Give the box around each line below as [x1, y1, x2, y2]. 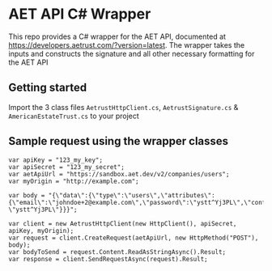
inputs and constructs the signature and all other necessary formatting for [8, 49, 255, 58]
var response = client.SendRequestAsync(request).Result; [8, 255, 208, 263]
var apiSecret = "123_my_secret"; [8, 163, 125, 171]
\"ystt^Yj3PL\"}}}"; [8, 205, 79, 214]
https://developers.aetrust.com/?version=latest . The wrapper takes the [8, 40, 245, 49]
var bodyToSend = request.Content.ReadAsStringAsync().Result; [8, 248, 227, 256]
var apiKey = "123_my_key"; [8, 155, 104, 164]
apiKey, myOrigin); [8, 227, 74, 235]
